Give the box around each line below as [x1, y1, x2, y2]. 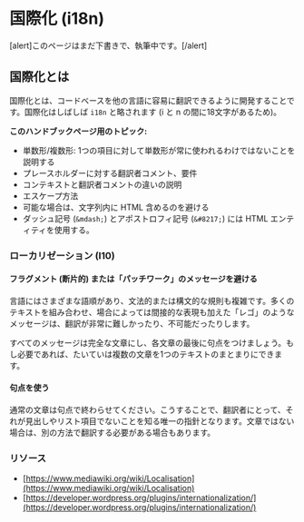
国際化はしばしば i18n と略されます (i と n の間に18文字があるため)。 [24, 106, 282, 117]
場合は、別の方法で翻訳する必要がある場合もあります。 [9, 428, 216, 438]
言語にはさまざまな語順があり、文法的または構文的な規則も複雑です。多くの [9, 295, 295, 306]
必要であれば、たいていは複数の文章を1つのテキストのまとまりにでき [16, 349, 275, 359]
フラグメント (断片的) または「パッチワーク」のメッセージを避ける [9, 273, 258, 284]
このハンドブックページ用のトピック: [9, 125, 148, 136]
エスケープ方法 [22, 190, 79, 201]
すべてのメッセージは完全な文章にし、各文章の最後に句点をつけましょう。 [9, 337, 287, 348]
